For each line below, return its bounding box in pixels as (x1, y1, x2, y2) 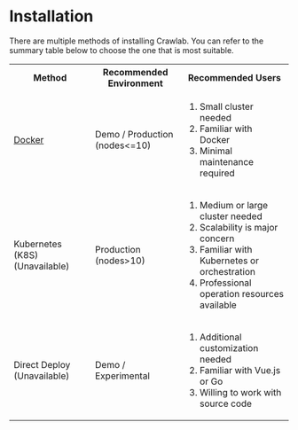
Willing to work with (199, 386, 282, 398)
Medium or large (199, 199, 269, 211)
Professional (199, 277, 252, 289)
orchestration (199, 265, 255, 278)
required (199, 167, 235, 179)
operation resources (199, 287, 284, 300)
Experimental (94, 370, 151, 382)
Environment (107, 77, 164, 90)
